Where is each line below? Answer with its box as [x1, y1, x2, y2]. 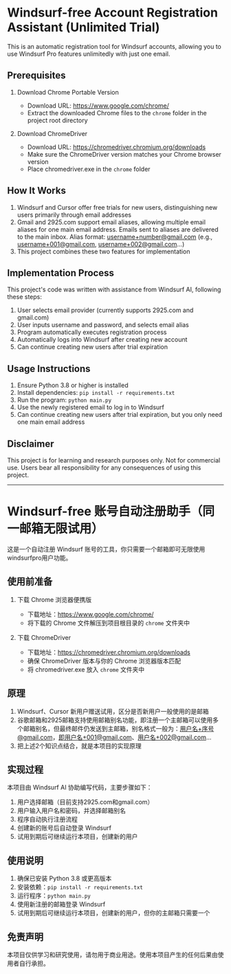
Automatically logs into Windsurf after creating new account [16, 335, 188, 344]
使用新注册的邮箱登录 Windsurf [16, 900, 106, 908]
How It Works [7, 185, 67, 197]
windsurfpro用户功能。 [7, 554, 72, 562]
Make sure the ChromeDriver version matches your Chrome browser [27, 150, 222, 158]
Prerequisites [7, 70, 66, 81]
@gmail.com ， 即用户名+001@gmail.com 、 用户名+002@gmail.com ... [16, 733, 212, 741]
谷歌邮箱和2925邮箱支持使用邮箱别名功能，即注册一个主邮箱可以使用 [16, 716, 213, 724]
